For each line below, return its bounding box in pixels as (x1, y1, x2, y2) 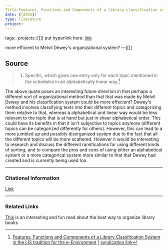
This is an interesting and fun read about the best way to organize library (5, 214, 155, 220)
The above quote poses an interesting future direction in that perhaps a (5, 88, 152, 94)
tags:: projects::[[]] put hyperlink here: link (5, 35, 92, 41)
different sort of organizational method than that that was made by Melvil (5, 93, 155, 99)
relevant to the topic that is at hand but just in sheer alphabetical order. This (5, 114, 161, 120)
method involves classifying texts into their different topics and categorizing (5, 104, 161, 110)
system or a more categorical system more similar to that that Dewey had (5, 152, 156, 158)
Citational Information (5, 174, 60, 181)
